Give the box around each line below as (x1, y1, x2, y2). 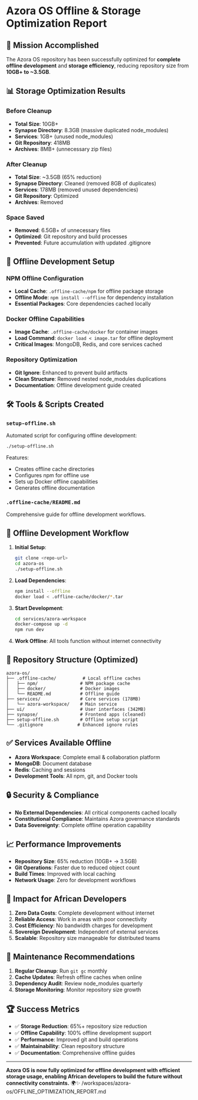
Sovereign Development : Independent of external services (14, 928, 159, 935)
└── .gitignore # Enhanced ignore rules (6, 722, 138, 728)
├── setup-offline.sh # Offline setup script (6, 717, 138, 723)
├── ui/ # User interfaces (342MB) (6, 707, 146, 713)
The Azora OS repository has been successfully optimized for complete (6, 56, 181, 63)
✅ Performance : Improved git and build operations (14, 1036, 138, 1043)
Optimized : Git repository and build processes (14, 233, 128, 240)
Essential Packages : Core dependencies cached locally (14, 300, 151, 307)
